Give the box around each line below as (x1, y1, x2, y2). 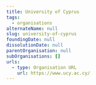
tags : (6, 14, 20, 20)
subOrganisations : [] (6, 53, 61, 59)
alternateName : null (6, 25, 59, 32)
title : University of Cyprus (6, 8, 80, 15)
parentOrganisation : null (6, 48, 71, 54)
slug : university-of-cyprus (6, 31, 77, 37)
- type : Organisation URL (11, 64, 77, 71)
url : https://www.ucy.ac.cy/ (17, 70, 91, 76)
